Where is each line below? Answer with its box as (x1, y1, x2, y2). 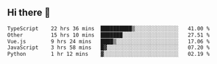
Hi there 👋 (7, 7, 51, 19)
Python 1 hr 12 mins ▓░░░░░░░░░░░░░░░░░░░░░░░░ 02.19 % (7, 51, 210, 58)
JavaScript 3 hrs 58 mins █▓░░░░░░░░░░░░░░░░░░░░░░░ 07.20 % (7, 44, 210, 52)
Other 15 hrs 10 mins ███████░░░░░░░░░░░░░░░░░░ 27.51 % (7, 32, 210, 39)
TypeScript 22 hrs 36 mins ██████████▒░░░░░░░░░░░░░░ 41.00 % (7, 25, 210, 32)
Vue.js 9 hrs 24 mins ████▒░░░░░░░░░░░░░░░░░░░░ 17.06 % (7, 38, 210, 45)
